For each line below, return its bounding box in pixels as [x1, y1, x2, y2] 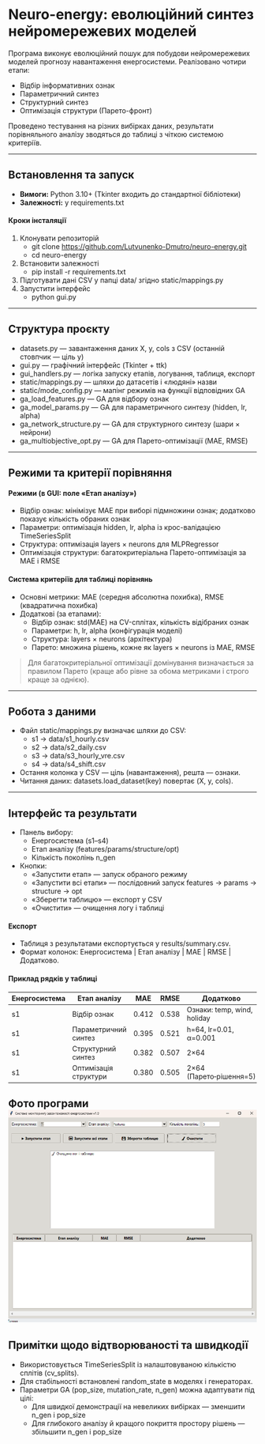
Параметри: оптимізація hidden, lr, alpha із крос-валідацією [19, 523, 221, 532]
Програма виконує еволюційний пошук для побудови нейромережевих [8, 48, 251, 58]
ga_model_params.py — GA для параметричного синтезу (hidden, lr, [19, 402, 247, 412]
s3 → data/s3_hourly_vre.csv [31, 751, 125, 761]
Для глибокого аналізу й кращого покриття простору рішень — [31, 1418, 245, 1428]
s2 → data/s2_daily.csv [31, 743, 106, 752]
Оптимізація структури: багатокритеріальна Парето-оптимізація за [19, 548, 247, 558]
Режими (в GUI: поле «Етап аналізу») [8, 488, 137, 497]
